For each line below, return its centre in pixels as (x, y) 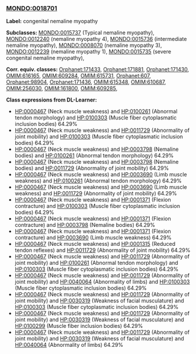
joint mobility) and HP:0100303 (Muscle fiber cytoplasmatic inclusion (99, 137)
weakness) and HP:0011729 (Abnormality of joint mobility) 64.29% (96, 194)
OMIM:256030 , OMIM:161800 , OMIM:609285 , (62, 88)
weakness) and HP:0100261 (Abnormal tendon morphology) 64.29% (98, 181)
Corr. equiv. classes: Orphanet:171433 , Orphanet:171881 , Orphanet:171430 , (98, 69)
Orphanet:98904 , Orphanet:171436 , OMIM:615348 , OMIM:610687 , (86, 82)
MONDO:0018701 (32, 8)
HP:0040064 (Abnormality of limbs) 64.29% (69, 345)
